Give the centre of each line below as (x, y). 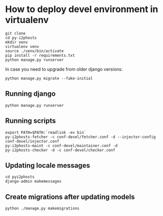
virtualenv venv (22, 46)
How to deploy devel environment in (82, 9)
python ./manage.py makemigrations (42, 208)
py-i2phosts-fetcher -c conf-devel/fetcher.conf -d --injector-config (80, 137)
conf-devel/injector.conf (32, 141)
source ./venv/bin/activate (35, 51)
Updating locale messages (48, 165)
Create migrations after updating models (70, 197)
